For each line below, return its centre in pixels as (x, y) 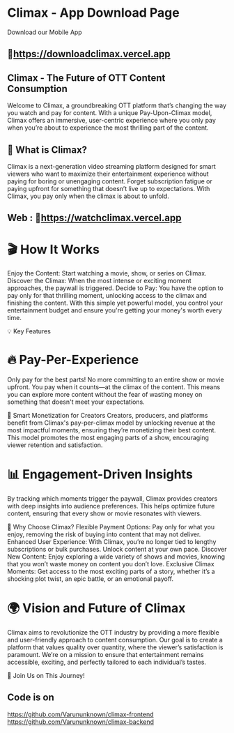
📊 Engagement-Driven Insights (100, 475)
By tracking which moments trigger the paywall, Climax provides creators (112, 499)
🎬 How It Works (53, 249)
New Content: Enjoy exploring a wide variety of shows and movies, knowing (116, 557)
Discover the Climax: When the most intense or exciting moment (99, 281)
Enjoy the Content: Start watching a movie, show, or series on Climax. (107, 273)
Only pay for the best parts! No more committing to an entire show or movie (116, 380)
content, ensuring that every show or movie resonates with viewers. (104, 513)
